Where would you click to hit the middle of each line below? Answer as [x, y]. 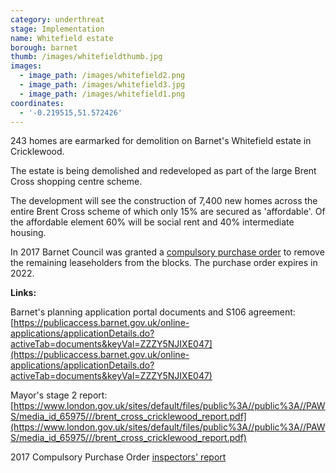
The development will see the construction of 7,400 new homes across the [164, 201]
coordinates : [37, 103]
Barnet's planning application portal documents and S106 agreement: [153, 312]
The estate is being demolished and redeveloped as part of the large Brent [163, 171]
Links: [23, 293]
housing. [28, 233]
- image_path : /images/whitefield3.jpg [102, 85]
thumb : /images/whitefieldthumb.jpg [86, 57]
